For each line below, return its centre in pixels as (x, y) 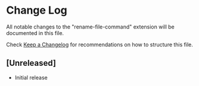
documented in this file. (35, 33)
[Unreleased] (31, 63)
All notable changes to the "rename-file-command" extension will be (90, 27)
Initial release (31, 77)
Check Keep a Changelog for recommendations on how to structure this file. (100, 44)
